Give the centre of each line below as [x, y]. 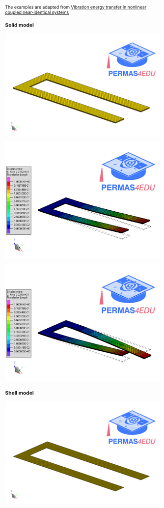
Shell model [19, 393]
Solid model [20, 25]
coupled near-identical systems [37, 12]
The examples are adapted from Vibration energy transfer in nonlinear [76, 7]
